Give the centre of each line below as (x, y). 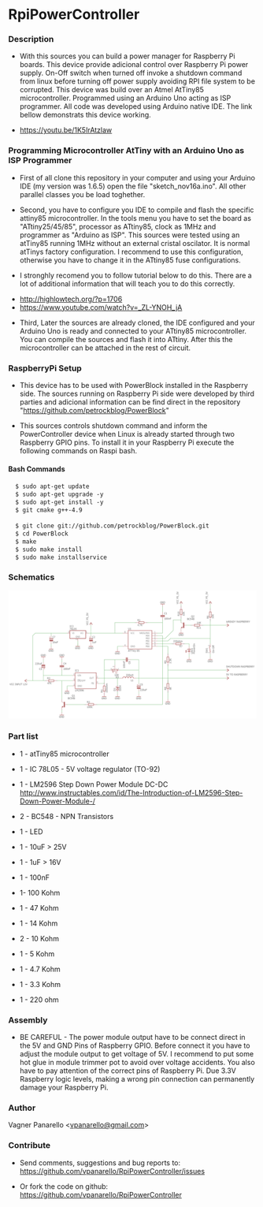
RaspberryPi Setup (45, 368)
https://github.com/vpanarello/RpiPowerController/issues (112, 1171)
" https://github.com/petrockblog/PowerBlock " (94, 411)
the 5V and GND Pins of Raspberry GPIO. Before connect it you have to (135, 1045)
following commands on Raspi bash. (78, 451)
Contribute (30, 1146)
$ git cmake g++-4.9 (49, 510)
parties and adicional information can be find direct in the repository (130, 402)
